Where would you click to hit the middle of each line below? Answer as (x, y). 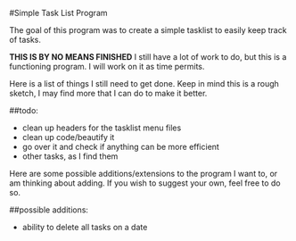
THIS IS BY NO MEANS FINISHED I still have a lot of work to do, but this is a (148, 57)
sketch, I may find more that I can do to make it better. (108, 93)
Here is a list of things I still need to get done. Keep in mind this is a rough (144, 83)
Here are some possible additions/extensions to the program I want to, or (144, 174)
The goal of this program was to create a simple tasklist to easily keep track (148, 30)
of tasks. (25, 40)
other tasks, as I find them (70, 156)
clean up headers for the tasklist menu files (102, 128)
